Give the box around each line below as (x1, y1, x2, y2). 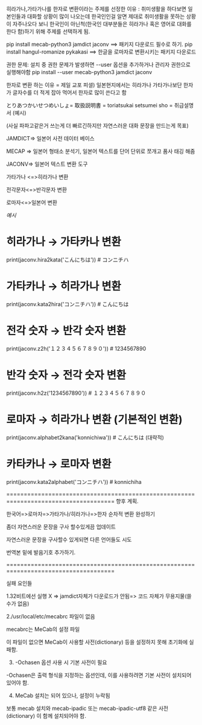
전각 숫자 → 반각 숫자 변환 (6, 324, 127, 337)
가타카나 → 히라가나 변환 (6, 280, 122, 293)
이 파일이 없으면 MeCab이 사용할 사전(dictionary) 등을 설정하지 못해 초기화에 (6, 638, 188, 645)
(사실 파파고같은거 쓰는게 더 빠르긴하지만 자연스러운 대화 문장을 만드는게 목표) (6, 122, 189, 129)
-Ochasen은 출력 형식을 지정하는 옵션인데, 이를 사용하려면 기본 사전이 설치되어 (6, 671, 192, 679)
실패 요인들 (6, 579, 33, 586)
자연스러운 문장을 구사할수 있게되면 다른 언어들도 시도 (6, 536, 132, 543)
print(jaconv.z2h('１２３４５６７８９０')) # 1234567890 (6, 345, 147, 352)
